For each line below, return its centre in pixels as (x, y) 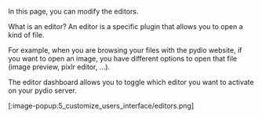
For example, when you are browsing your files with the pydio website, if (125, 50)
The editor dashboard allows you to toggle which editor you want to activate (131, 82)
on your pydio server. (42, 90)
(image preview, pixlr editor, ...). (59, 67)
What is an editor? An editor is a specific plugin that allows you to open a (126, 26)
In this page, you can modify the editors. (73, 11)
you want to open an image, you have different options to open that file (123, 59)
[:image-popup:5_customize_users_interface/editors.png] (101, 106)
